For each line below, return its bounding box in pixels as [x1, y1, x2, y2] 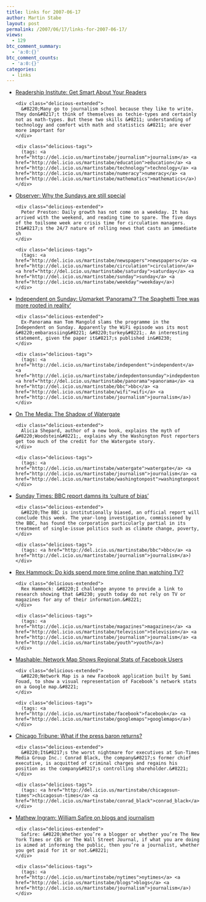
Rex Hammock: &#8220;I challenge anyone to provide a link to [21, 586, 183, 592]
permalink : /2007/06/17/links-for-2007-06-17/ [6, 26, 128, 33]
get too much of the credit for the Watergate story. [15, 439, 156, 445]
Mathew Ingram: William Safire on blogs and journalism [15, 814, 155, 822]
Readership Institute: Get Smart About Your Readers [15, 88, 147, 96]
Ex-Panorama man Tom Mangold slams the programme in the [21, 319, 170, 326]
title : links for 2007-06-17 [6, 9, 81, 15]
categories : [6, 66, 37, 73]
